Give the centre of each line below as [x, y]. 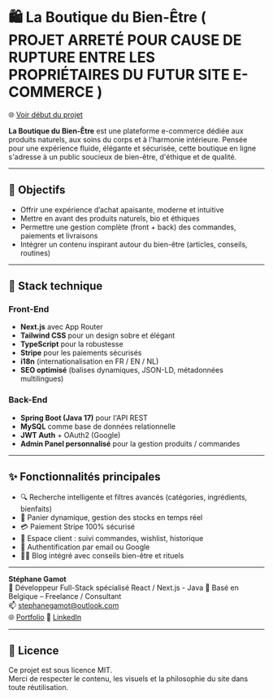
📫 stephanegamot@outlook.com [64, 605]
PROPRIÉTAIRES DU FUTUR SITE [119, 75]
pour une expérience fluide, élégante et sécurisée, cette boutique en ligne [132, 148]
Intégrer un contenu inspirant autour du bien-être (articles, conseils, [134, 244]
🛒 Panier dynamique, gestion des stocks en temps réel [111, 517]
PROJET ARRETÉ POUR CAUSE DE [125, 40]
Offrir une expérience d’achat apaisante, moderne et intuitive [122, 209]
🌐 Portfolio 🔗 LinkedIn [45, 617]
